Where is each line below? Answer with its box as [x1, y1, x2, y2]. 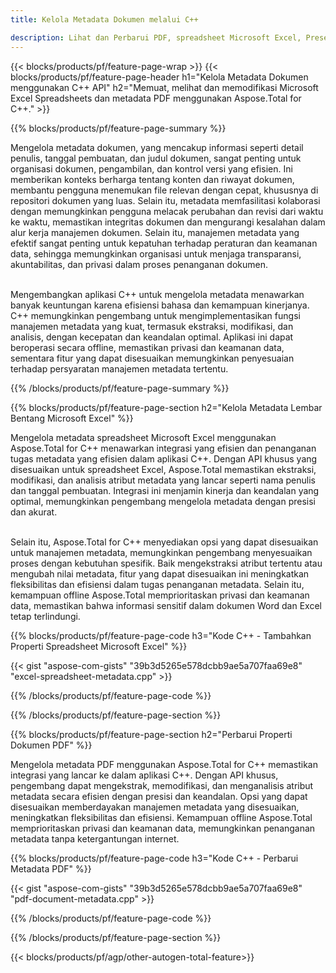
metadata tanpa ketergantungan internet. [10, 832, 180, 845]
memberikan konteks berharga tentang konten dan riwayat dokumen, [10, 173, 295, 185]
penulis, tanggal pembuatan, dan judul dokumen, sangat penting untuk [10, 152, 302, 164]
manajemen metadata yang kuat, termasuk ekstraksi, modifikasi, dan [10, 320, 294, 332]
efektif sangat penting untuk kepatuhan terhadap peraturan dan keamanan [10, 237, 318, 249]
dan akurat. [10, 506, 58, 518]
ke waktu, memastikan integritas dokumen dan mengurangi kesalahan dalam [10, 216, 326, 228]
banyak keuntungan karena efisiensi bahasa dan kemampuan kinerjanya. [10, 299, 310, 311]
